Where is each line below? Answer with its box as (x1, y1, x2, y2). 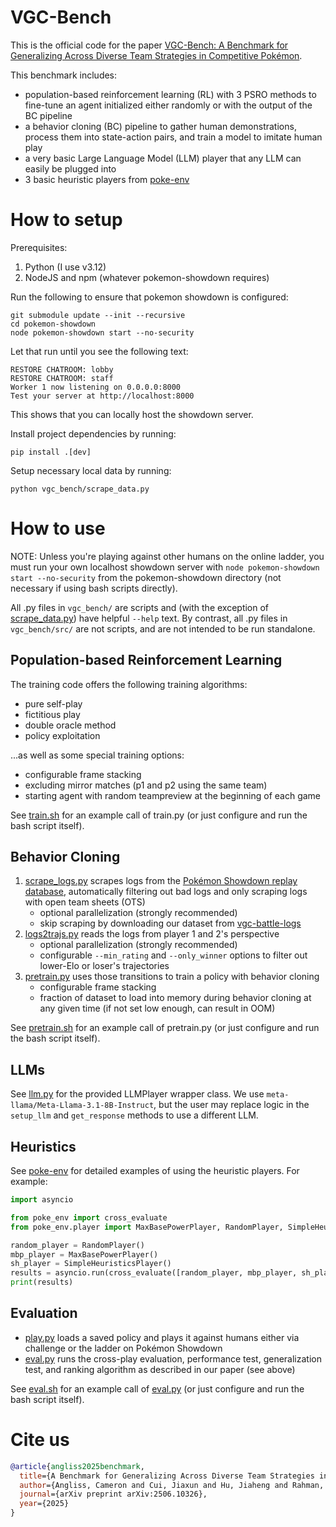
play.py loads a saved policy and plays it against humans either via (24, 1331, 300, 1343)
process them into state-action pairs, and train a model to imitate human (24, 131, 323, 143)
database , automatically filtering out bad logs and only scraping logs (24, 886, 308, 898)
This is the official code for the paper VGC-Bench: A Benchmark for (10, 39, 289, 51)
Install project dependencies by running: (10, 427, 177, 440)
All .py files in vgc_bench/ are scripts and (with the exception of (10, 601, 270, 613)
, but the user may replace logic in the (153, 1099, 310, 1111)
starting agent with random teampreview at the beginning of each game (24, 789, 322, 801)
